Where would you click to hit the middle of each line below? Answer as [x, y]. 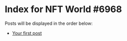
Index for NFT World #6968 [63, 9]
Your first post [27, 33]
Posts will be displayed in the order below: [49, 23]
